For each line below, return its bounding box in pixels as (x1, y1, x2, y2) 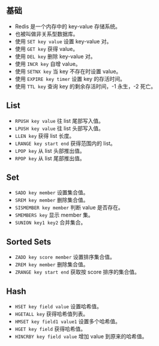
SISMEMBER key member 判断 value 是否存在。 (14, 204, 124, 211)
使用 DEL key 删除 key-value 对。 (14, 53, 96, 60)
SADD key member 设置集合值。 (14, 189, 89, 196)
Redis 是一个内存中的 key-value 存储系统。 (14, 23, 121, 30)
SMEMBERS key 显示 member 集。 (14, 212, 94, 219)
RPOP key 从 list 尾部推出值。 (14, 155, 85, 162)
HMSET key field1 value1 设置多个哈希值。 (14, 318, 121, 325)
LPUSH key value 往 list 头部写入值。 (14, 125, 104, 132)
